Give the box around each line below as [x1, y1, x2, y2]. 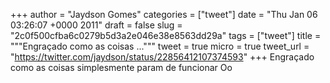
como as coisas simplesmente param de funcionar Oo [10, 62, 233, 73]
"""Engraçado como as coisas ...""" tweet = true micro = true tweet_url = [10, 40, 310, 52]
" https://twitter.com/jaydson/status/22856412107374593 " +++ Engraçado [10, 51, 315, 63]
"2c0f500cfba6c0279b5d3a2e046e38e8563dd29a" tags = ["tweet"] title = [10, 30, 322, 41]
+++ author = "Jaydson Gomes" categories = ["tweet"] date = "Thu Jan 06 [10, 9, 318, 20]
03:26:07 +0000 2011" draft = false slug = [10, 19, 183, 31]
